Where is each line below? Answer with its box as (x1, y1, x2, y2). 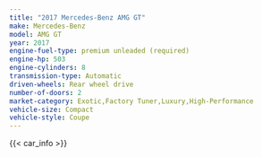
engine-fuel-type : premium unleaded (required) (9, 47, 190, 56)
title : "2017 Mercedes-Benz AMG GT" (9, 13, 146, 22)
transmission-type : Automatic (9, 72, 123, 81)
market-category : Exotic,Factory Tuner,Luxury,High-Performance (9, 96, 254, 106)
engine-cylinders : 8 (9, 64, 87, 73)
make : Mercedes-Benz (9, 22, 87, 31)
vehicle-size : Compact (9, 105, 94, 114)
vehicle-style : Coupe (9, 113, 90, 122)
